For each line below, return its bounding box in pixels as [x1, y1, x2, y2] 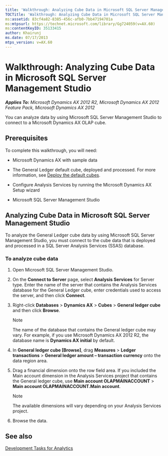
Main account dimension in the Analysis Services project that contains [12, 372, 157, 378]
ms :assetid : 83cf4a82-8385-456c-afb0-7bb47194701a [5, 16, 113, 21]
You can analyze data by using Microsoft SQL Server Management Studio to [5, 114, 162, 120]
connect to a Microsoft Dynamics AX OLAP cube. [5, 119, 106, 125]
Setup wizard [12, 187, 40, 193]
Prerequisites [5, 134, 48, 142]
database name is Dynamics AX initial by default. [12, 337, 115, 343]
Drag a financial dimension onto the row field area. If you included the [12, 367, 156, 373]
